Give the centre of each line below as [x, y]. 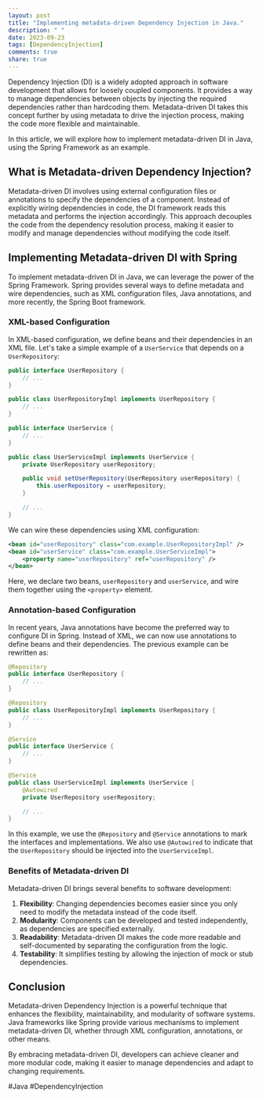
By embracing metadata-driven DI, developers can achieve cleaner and [124, 1054]
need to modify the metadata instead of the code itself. [108, 912]
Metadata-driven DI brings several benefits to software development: [120, 888]
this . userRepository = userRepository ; [102, 486]
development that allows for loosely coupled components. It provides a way [130, 90]
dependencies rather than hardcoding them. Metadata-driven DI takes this [128, 106]
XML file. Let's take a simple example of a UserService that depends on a [126, 347]
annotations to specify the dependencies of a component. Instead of [119, 199]
